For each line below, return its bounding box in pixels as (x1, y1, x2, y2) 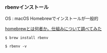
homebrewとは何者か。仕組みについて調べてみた (5, 26, 102, 32)
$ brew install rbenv (5, 36, 49, 40)
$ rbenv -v (5, 44, 27, 49)
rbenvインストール (5, 3, 49, 10)
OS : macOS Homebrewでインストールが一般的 (5, 15, 99, 22)
